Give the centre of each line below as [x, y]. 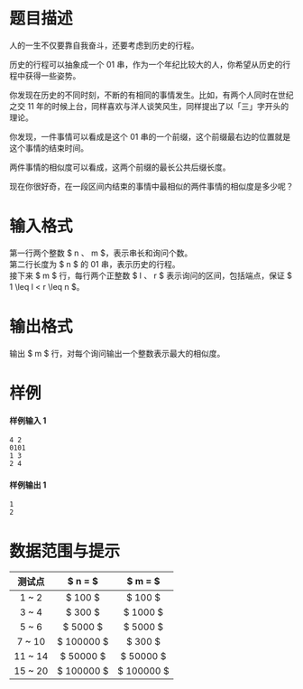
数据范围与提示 [65, 551]
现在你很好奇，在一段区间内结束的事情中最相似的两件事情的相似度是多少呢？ [151, 186]
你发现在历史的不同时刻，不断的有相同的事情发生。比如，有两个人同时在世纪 [151, 95]
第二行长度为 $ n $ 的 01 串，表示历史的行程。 [95, 264]
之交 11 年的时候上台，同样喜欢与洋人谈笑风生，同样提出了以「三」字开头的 [149, 106]
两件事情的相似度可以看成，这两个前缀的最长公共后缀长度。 [120, 167]
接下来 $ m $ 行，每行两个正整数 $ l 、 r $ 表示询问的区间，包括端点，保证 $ [151, 275]
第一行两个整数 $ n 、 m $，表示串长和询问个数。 [101, 253]
